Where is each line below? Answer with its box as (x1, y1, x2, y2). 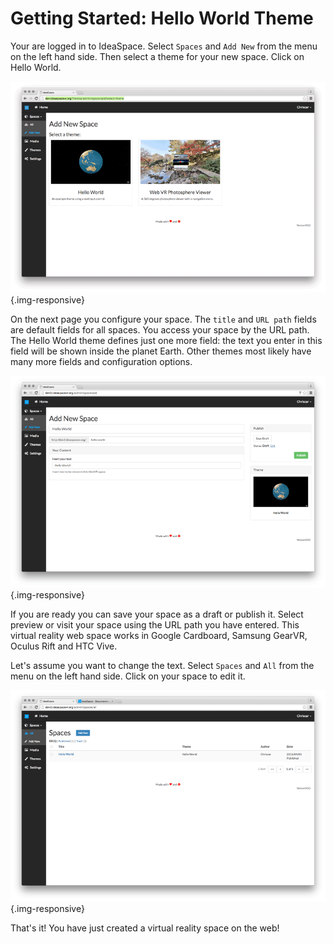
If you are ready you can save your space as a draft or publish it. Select (10, 608, 304, 620)
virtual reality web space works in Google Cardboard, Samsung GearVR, (10, 629, 308, 641)
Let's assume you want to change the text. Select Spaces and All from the (10, 659, 315, 671)
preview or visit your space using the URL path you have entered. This (10, 618, 300, 631)
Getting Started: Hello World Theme (10, 7, 314, 30)
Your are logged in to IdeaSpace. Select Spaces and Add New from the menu (10, 40, 318, 52)
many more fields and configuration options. (10, 356, 193, 368)
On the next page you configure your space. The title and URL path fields (10, 313, 317, 326)
